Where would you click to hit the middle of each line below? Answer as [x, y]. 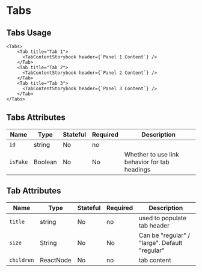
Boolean [45, 162]
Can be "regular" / [164, 235]
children [22, 260]
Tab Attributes [34, 191]
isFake [19, 162]
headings [137, 169]
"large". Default [161, 243]
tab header [154, 225]
